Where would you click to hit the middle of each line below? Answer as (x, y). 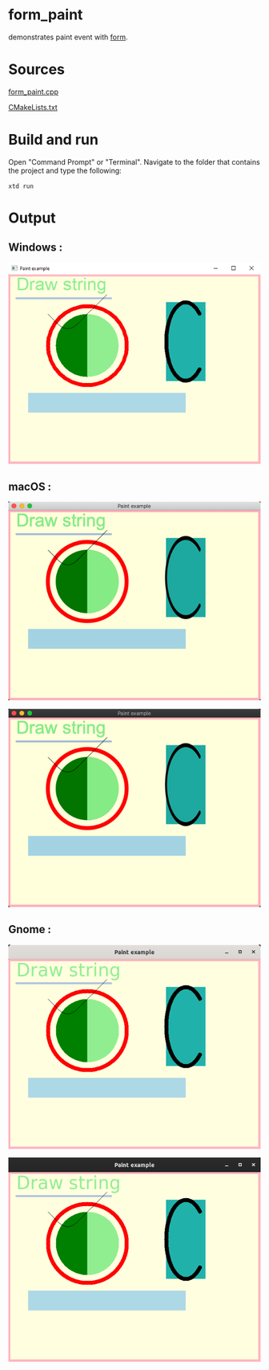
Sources (37, 69)
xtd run (21, 186)
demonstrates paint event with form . (68, 37)
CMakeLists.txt (33, 107)
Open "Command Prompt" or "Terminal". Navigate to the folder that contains (134, 161)
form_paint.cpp (33, 92)
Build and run (53, 140)
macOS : (30, 486)
